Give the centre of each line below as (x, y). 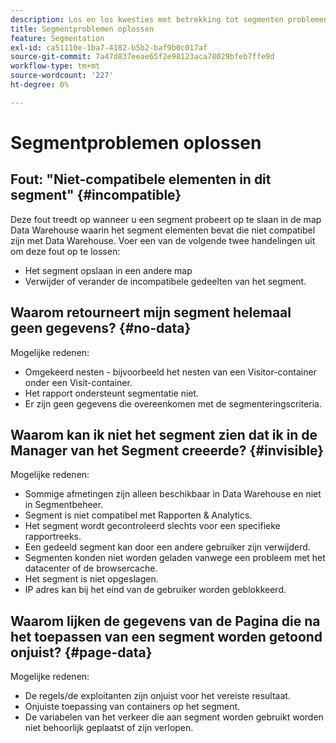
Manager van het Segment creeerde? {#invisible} (167, 450)
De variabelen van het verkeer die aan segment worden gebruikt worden (174, 717)
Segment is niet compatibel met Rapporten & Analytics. (138, 515)
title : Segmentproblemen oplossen (82, 29)
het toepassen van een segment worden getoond (166, 636)
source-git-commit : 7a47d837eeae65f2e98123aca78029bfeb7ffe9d (142, 57)
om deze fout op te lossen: (65, 251)
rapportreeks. (53, 537)
